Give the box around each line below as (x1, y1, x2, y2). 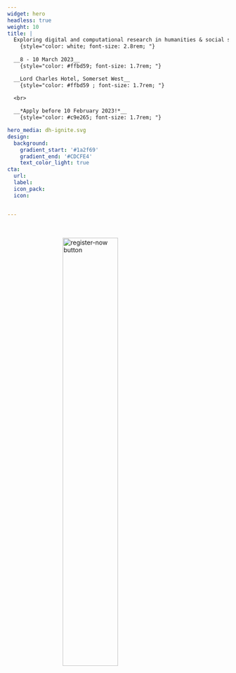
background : (13, 140, 49, 147)
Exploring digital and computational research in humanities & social (13, 37, 225, 44)
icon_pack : (13, 185, 46, 192)
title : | (7, 30, 33, 37)
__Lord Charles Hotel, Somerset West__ (13, 75, 131, 82)
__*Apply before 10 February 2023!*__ (13, 107, 128, 115)
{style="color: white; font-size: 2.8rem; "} (20, 43, 156, 50)
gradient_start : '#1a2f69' (20, 146, 99, 153)
